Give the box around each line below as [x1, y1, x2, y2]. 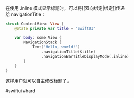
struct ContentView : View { [5, 21, 64, 26]
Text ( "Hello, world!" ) [32, 44, 80, 50]
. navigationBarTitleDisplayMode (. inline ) [41, 54, 129, 59]
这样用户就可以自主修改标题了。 [5, 78, 72, 84]
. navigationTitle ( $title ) [41, 49, 96, 55]
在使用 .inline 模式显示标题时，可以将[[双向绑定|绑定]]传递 [5, 5, 125, 11]
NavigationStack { [23, 40, 62, 45]
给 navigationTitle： [5, 11, 46, 17]
